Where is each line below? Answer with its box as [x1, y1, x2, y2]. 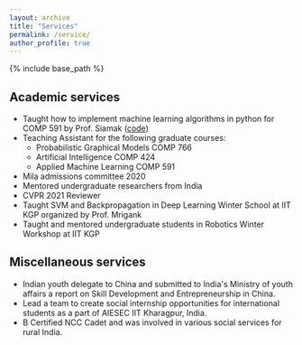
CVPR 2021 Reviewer [22, 191, 101, 201]
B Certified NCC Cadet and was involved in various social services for [22, 317, 282, 328]
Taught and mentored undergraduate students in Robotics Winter [22, 219, 264, 230]
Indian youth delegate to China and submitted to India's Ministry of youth [22, 278, 293, 289]
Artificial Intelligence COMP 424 [35, 152, 156, 163]
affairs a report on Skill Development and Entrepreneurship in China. [22, 288, 276, 299]
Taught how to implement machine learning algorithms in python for [22, 114, 275, 125]
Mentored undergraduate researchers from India [22, 181, 203, 191]
